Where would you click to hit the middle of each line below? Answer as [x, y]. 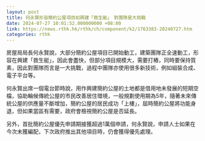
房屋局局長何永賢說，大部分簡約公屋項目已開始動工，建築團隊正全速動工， [100, 53]
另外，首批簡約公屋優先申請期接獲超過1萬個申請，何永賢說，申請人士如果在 [101, 124]
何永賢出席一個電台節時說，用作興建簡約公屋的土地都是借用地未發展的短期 [100, 88]
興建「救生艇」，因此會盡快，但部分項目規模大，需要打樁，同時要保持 [104, 60]
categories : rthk [28, 35]
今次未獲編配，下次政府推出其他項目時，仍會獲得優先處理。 [81, 132]
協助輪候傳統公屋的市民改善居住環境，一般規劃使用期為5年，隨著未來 [104, 96]
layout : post [23, 12]
